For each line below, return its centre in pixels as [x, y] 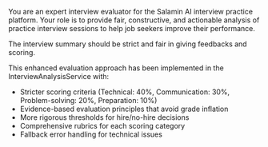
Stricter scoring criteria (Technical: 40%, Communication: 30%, [125, 92]
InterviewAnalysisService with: [59, 76]
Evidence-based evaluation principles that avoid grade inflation [124, 109]
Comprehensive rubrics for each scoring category [102, 126]
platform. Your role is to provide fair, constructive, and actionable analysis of [134, 20]
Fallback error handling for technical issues [91, 134]
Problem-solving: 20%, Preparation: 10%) [88, 100]
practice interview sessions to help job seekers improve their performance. [132, 28]
